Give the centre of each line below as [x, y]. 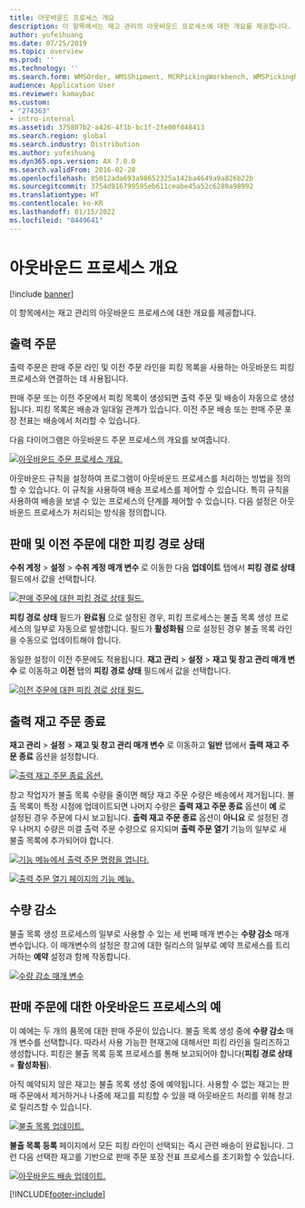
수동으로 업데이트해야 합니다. [70, 640]
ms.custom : [30, 102]
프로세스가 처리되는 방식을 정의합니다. [100, 513]
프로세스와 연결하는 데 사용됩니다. [69, 378]
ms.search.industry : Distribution [75, 144]
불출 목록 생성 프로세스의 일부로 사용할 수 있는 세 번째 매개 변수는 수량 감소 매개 [149, 933]
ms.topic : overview [46, 52]
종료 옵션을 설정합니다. [59, 756]
